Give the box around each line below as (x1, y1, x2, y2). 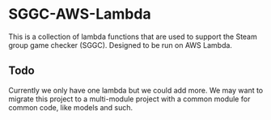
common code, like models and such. (8, 102, 133, 112)
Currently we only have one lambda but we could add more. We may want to (8, 85, 264, 95)
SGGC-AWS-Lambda (8, 5, 151, 24)
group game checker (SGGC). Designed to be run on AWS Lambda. (8, 40, 233, 49)
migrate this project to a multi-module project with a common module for (8, 94, 251, 104)
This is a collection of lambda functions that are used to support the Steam (8, 32, 257, 41)
